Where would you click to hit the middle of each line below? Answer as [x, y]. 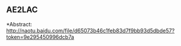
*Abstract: [19, 24]
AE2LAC [22, 10]
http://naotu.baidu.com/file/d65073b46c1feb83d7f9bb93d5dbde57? [90, 30]
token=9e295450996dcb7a [40, 37]
